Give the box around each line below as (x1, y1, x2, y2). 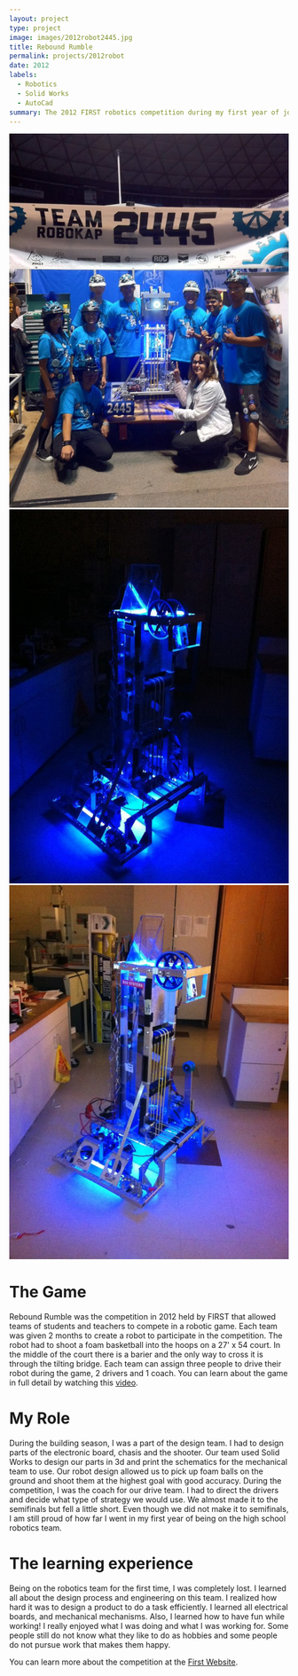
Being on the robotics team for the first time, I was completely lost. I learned (9, 1583, 286, 1594)
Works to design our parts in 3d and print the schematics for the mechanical (9, 1456, 288, 1467)
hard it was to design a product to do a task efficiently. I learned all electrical (9, 1602, 288, 1612)
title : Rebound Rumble (9, 43, 93, 51)
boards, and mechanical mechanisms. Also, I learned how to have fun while (9, 1610, 286, 1622)
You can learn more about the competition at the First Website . (9, 1656, 239, 1667)
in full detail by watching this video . (9, 1377, 139, 1388)
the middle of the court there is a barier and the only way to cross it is (9, 1349, 263, 1359)
